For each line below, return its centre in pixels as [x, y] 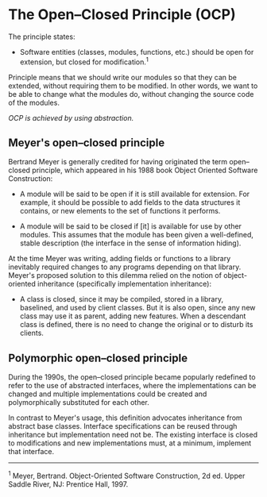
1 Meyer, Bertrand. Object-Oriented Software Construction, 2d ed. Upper [127, 475]
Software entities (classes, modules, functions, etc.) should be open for [137, 52]
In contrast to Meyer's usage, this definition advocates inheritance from [125, 418]
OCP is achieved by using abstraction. [71, 118]
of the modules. [34, 102]
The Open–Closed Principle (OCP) [122, 15]
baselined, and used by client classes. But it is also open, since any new [137, 308]
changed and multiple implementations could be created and [108, 394]
